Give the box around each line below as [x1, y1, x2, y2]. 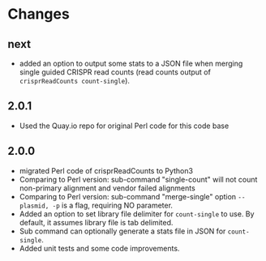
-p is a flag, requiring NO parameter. [52, 200, 174, 210]
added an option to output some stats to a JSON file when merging [19, 58, 243, 68]
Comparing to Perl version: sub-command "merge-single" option [19, 191, 237, 201]
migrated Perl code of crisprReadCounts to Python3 [19, 165, 194, 175]
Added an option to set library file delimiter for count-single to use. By [19, 208, 255, 219]
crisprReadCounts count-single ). [19, 76, 131, 85]
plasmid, [19, 202, 49, 210]
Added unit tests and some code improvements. [19, 243, 180, 253]
